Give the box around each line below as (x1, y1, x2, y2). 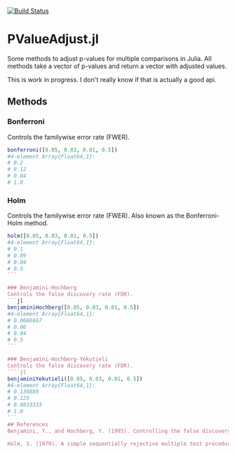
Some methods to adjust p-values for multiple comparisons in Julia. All (7, 54, 212, 62)
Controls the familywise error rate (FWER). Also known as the (7, 211, 185, 220)
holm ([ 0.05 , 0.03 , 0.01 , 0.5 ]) (7, 232, 99, 240)
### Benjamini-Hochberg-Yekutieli (7, 356, 109, 363)
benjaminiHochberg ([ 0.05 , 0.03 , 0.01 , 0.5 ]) (7, 304, 140, 311)
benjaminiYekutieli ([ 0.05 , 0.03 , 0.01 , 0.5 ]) (7, 375, 143, 382)
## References (7, 421, 49, 428)
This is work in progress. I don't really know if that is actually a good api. (7, 75, 216, 84)
